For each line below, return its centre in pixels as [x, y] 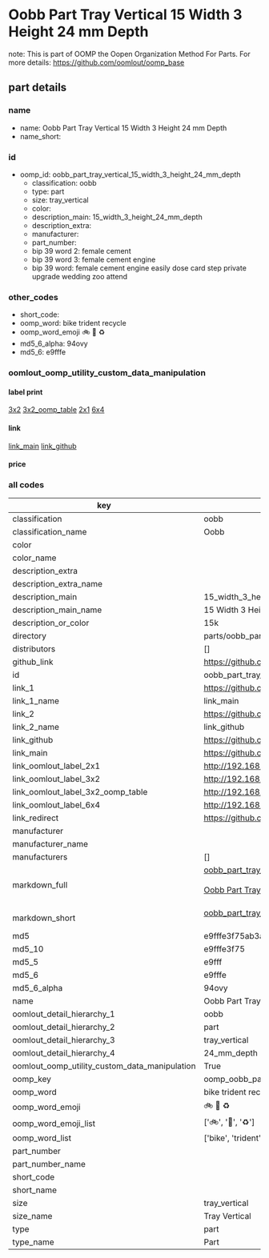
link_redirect [36, 818]
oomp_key [32, 1080]
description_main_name [57, 610]
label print [26, 392]
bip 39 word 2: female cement [81, 250]
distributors [34, 649]
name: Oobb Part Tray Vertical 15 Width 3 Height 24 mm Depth [123, 128]
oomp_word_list [42, 1138]
